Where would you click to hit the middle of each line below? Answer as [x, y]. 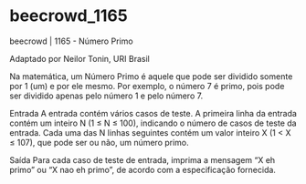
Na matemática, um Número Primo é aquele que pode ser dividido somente [151, 76]
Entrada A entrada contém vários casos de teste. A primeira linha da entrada [153, 113]
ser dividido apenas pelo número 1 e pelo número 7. [106, 96]
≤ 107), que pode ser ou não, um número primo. [99, 142]
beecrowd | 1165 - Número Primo [72, 41]
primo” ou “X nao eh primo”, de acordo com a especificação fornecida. [143, 169]
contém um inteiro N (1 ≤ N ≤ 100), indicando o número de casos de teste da [153, 123]
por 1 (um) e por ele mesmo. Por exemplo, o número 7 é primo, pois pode [147, 86]
